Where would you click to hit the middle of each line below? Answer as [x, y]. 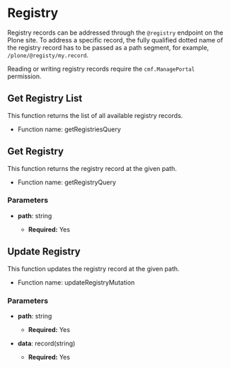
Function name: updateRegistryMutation [76, 282]
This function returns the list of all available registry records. [95, 115]
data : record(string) [46, 343]
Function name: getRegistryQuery [67, 182]
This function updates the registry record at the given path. [93, 268]
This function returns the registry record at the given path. [92, 168]
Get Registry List [45, 99]
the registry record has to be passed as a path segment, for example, [108, 47]
